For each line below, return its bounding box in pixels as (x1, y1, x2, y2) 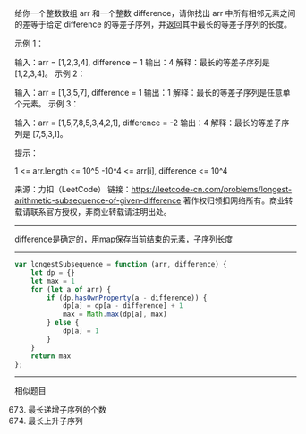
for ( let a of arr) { (30, 285, 111, 294)
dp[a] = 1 (62, 327, 99, 336)
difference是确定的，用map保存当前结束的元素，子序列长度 (14, 234, 234, 244)
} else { (47, 319, 80, 328)
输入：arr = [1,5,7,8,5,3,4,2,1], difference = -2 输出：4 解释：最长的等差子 (14, 117, 282, 128)
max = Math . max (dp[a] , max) (62, 310, 168, 319)
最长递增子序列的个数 (27, 404, 106, 415)
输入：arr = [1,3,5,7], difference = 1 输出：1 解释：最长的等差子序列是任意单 (14, 88, 291, 98)
